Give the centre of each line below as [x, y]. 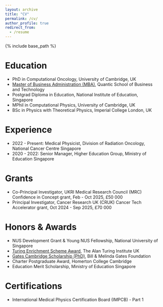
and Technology [28, 89]
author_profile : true [27, 23]
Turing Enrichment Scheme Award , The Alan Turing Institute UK [76, 251]
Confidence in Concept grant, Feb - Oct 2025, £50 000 [67, 197]
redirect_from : [20, 28]
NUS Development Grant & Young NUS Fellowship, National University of [85, 240]
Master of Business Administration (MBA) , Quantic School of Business [82, 84]
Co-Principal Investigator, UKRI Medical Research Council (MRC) [77, 192]
